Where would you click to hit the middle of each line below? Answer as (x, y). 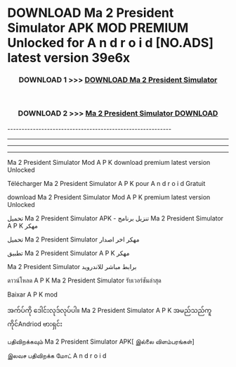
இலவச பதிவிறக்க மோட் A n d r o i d (57, 355)
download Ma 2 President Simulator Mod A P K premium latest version (109, 197)
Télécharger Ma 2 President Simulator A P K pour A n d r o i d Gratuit (106, 183)
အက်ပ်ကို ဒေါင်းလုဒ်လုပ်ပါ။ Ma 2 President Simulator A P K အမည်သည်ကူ (110, 310)
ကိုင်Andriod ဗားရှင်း (35, 324)
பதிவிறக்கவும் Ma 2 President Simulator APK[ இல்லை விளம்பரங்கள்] (101, 341)
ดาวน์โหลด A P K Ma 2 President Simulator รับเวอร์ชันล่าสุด (84, 280)
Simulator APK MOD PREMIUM (98, 28)
